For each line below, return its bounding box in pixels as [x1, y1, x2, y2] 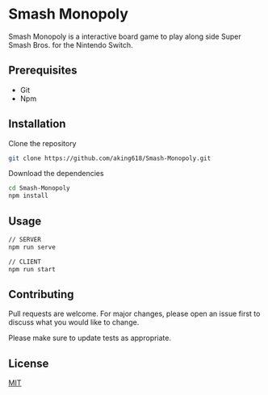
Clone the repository [8, 138, 77, 148]
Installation [8, 117, 66, 131]
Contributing [8, 288, 74, 301]
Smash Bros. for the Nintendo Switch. [8, 40, 133, 49]
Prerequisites [8, 64, 77, 78]
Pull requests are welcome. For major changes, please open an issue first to [8, 309, 261, 319]
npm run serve [8, 243, 57, 251]
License [8, 356, 49, 370]
